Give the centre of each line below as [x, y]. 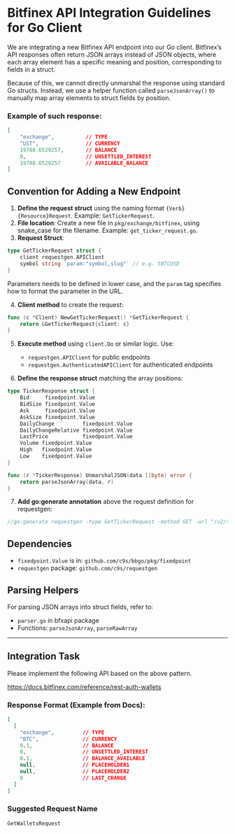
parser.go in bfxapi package [58, 620]
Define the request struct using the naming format [91, 208]
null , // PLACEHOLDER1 [75, 765]
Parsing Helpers [43, 590]
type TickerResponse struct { [51, 391]
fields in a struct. [31, 69]
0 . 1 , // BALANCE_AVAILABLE [83, 758]
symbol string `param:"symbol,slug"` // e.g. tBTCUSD [100, 264]
